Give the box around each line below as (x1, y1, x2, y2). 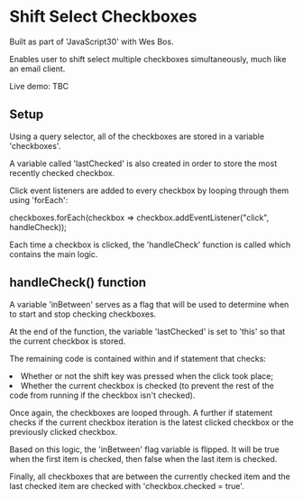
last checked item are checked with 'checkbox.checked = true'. (9, 480, 245, 491)
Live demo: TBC (9, 80, 69, 91)
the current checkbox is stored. (9, 336, 126, 347)
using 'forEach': (9, 194, 69, 205)
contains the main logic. (9, 248, 98, 259)
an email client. (9, 63, 66, 74)
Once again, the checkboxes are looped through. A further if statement (9, 407, 273, 418)
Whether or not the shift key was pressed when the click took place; (21, 370, 273, 381)
